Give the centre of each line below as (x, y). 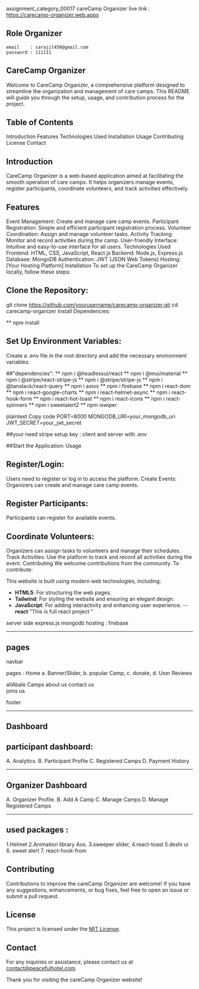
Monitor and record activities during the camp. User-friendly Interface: (92, 240)
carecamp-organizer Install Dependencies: (58, 311)
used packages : (37, 830)
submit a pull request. (33, 896)
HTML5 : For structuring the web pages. (63, 593)
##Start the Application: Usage (44, 446)
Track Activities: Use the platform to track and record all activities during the (99, 557)
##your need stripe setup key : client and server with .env (76, 434)
